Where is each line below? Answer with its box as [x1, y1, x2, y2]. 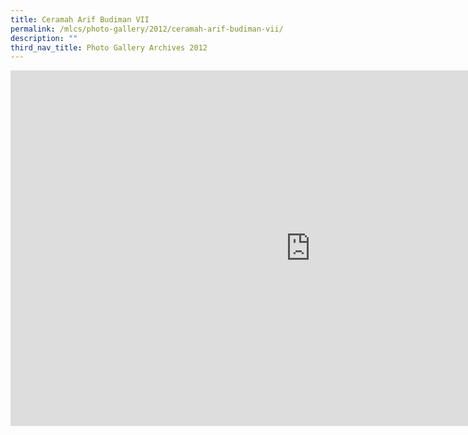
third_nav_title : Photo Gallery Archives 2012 [10, 42, 208, 53]
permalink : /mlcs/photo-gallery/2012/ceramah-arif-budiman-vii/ [10, 24, 284, 34]
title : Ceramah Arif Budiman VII [10, 14, 150, 25]
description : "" [10, 33, 78, 43]
